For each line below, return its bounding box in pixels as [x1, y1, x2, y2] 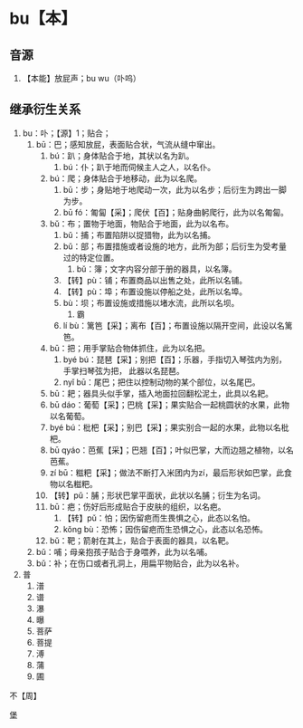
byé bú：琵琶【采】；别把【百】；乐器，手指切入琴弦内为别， [62, 354, 288, 365]
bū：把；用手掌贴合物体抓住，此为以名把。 [49, 342, 211, 353]
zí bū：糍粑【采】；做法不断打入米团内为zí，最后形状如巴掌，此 [49, 467, 285, 478]
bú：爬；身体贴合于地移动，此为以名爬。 [49, 173, 203, 184]
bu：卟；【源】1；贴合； [22, 128, 111, 139]
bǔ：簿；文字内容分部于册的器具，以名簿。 [76, 263, 237, 274]
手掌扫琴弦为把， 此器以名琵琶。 [62, 365, 185, 376]
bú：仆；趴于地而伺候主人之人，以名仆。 [62, 161, 216, 172]
